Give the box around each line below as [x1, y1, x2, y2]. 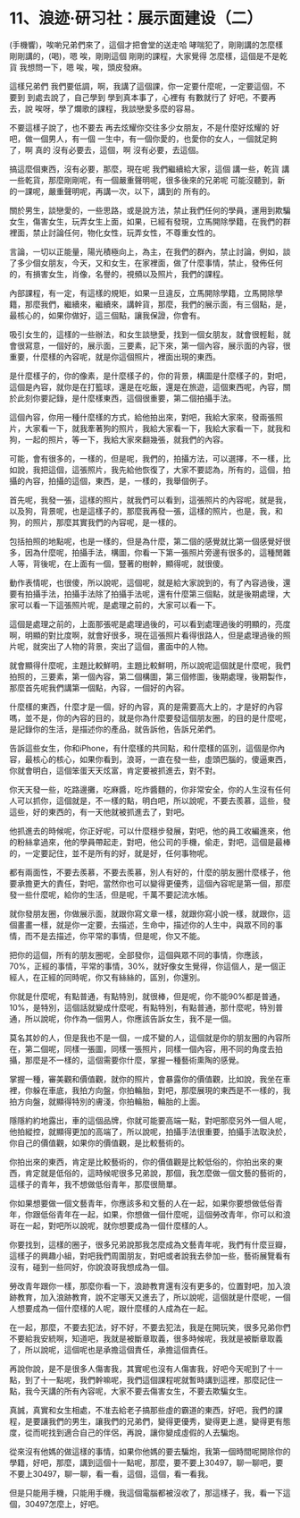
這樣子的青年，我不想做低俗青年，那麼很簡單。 [9, 1178, 181, 1190]
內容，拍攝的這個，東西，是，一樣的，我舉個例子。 [24, 475, 212, 486]
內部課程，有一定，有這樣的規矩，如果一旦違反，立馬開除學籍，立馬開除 [9, 287, 275, 298]
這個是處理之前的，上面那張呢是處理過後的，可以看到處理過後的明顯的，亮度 [9, 618, 291, 629]
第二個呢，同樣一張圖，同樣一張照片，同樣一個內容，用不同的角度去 [24, 1043, 275, 1054]
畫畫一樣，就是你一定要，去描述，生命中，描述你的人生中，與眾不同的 [16, 919, 275, 930]
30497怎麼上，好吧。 [24, 1498, 104, 1509]
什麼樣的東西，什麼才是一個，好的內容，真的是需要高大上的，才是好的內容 [9, 701, 283, 712]
